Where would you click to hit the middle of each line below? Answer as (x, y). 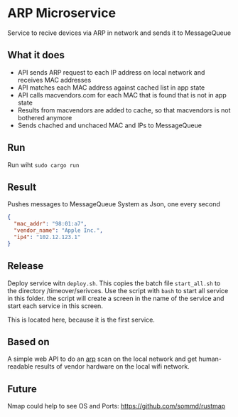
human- (210, 359)
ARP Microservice (61, 13)
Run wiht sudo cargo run (43, 164)
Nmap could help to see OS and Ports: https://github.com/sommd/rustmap (117, 406)
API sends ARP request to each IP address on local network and (111, 72)
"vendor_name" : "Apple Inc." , (58, 231)
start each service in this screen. (55, 306)
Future (22, 389)
